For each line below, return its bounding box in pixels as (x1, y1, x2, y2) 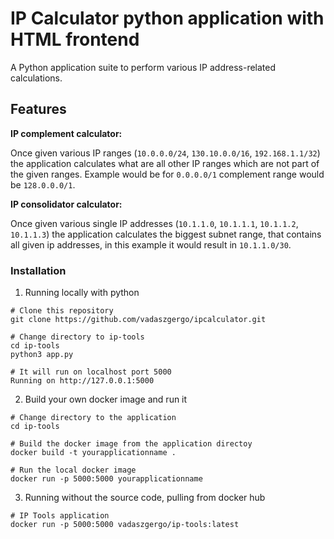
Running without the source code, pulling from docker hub (24, 492, 266, 504)
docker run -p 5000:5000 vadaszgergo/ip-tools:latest (10, 520, 240, 530)
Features (10, 101, 67, 118)
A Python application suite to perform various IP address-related (10, 61, 277, 73)
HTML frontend (10, 28, 140, 51)
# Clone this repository (10, 306, 114, 316)
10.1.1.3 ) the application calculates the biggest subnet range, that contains (10, 228, 322, 240)
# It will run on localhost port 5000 (10, 367, 172, 377)
